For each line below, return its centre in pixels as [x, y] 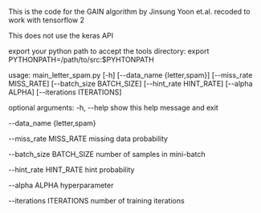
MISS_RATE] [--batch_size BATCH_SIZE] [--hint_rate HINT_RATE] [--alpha [130, 84]
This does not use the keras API [61, 36]
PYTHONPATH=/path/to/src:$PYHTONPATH [81, 60]
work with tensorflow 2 [47, 20]
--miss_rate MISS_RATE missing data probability [88, 139]
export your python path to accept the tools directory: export [109, 51]
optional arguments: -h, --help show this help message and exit [113, 108]
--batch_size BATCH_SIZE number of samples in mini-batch [107, 154]
